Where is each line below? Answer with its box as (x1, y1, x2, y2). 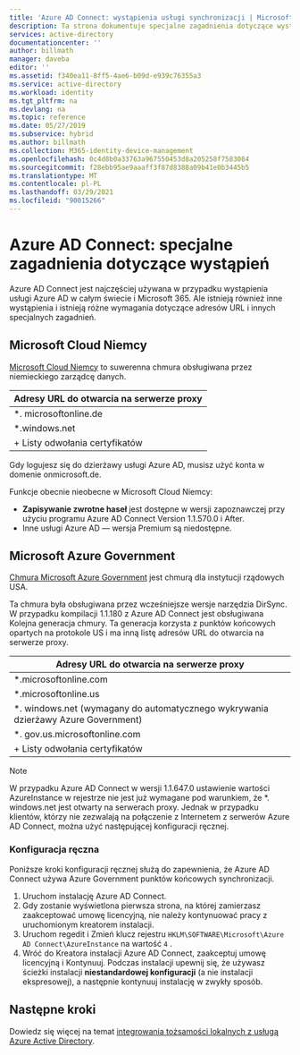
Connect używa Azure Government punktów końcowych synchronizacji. (9, 873, 275, 884)
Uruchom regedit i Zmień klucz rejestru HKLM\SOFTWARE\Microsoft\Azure (21, 928, 284, 940)
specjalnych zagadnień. (9, 311, 96, 322)
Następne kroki (9, 1002, 96, 1017)
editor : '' (9, 64, 50, 72)
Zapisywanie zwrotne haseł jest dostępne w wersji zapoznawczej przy (21, 503, 286, 515)
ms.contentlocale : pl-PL (9, 180, 102, 189)
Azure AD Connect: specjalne (9, 234, 234, 255)
